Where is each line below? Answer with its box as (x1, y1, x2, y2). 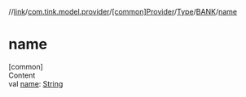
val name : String (8, 78, 64, 88)
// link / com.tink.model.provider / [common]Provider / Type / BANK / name (8, 7, 238, 16)
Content (8, 70, 36, 80)
